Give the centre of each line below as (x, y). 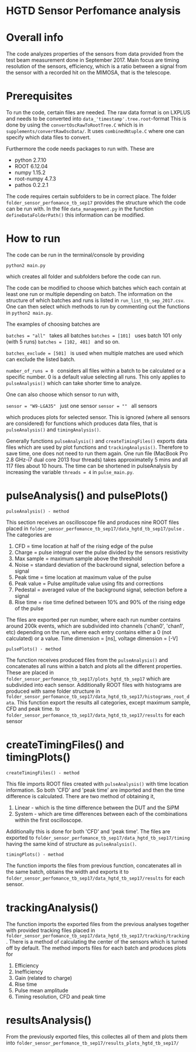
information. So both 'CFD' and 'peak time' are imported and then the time (96, 790)
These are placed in (30, 672)
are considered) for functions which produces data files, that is (82, 423)
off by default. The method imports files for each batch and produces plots (96, 948)
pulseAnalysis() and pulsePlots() (87, 496)
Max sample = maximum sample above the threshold (78, 559)
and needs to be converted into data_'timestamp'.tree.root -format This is (96, 119)
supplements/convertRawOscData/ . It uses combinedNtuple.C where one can (95, 131)
